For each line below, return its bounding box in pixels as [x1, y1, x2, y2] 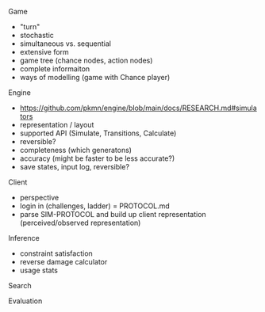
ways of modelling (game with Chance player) [19, 73, 171, 82]
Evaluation [8, 296, 43, 306]
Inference [8, 234, 40, 242]
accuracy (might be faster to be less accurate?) [19, 154, 175, 163]
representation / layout [19, 120, 94, 129]
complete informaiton [19, 64, 90, 74]
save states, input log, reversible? [19, 162, 129, 171]
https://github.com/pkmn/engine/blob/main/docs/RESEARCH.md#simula [19, 103, 258, 112]
